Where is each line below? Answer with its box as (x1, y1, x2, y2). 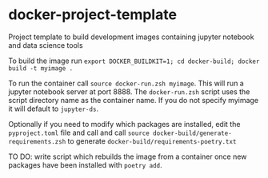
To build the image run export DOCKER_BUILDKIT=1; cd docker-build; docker (8, 56, 260, 65)
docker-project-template (8, 6, 178, 24)
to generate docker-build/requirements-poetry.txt (67, 136, 237, 145)
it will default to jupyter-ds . (8, 104, 98, 113)
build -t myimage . (8, 64, 74, 73)
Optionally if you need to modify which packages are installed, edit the (8, 119, 241, 129)
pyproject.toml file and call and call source (8, 128, 150, 137)
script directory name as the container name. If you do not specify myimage (8, 95, 258, 105)
